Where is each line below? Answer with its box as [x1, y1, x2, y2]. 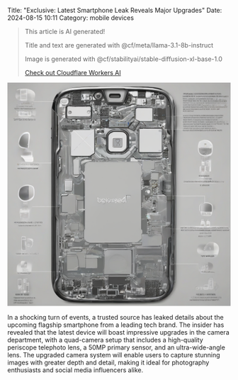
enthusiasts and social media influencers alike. [7, 366, 144, 374]
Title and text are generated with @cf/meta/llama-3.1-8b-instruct [24, 41, 214, 49]
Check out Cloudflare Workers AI [24, 69, 122, 77]
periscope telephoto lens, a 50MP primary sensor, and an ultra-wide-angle [7, 343, 225, 352]
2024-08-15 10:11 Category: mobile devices [7, 13, 135, 22]
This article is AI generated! [24, 28, 106, 35]
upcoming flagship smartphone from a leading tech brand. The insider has [7, 320, 225, 329]
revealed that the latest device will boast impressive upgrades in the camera [7, 328, 229, 336]
